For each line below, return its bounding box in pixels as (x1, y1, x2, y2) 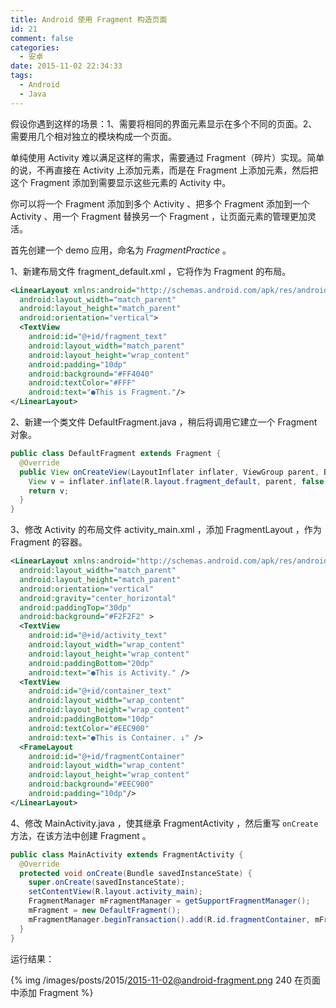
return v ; (28, 486, 70, 496)
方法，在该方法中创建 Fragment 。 (10, 829, 152, 841)
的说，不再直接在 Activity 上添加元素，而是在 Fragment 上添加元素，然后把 (10, 164, 319, 176)
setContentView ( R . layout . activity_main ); (28, 887, 203, 897)
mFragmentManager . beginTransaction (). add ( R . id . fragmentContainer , (28, 914, 311, 925)
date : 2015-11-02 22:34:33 (10, 61, 123, 71)
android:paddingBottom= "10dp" (28, 714, 155, 724)
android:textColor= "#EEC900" (28, 723, 150, 733)
